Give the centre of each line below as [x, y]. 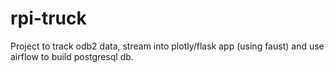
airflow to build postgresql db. [72, 56]
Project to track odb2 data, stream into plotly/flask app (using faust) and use [167, 46]
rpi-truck [48, 18]
